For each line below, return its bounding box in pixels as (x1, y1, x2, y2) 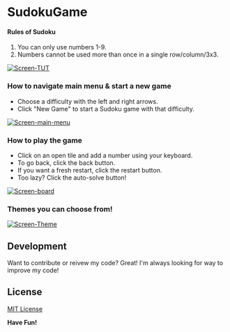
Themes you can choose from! (7, 204, 113, 214)
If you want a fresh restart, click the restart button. (17, 166, 162, 174)
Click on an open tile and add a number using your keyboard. (17, 151, 193, 159)
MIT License (7, 304, 43, 313)
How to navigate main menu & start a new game (7, 81, 172, 91)
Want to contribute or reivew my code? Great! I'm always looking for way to (7, 259, 224, 267)
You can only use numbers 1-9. (17, 43, 107, 52)
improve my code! (7, 266, 59, 275)
